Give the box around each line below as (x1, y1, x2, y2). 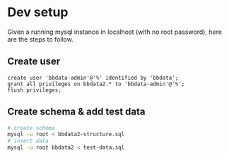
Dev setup (7, 4, 69, 20)
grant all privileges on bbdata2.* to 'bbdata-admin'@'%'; (7, 80, 185, 87)
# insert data (7, 138, 49, 145)
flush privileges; (7, 86, 61, 94)
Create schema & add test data (7, 106, 146, 118)
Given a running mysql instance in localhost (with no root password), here (7, 28, 223, 36)
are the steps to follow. (7, 35, 74, 43)
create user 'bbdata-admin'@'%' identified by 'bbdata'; (7, 74, 179, 81)
